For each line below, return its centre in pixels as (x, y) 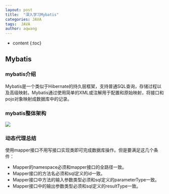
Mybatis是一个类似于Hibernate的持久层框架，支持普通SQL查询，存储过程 (81, 86)
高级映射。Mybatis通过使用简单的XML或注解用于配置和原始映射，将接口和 (87, 92)
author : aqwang (21, 29)
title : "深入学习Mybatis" (32, 15)
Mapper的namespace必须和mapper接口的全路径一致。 (70, 167)
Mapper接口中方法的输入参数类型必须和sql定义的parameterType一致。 (86, 180)
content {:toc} (27, 43)
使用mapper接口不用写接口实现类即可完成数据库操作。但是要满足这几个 (79, 150)
